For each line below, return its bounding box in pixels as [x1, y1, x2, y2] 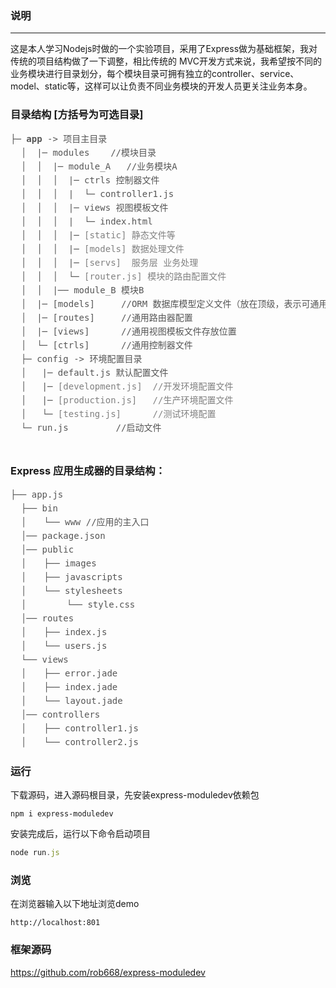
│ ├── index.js [20, 626, 108, 637]
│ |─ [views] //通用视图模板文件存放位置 [20, 325, 237, 337]
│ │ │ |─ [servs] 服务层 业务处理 [20, 257, 199, 268]
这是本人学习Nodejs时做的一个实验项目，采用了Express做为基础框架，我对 [10, 43, 318, 55]
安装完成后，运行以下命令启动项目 [10, 828, 151, 840]
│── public [20, 543, 75, 555]
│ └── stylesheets [20, 585, 123, 596]
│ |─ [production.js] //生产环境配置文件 [20, 394, 234, 406]
